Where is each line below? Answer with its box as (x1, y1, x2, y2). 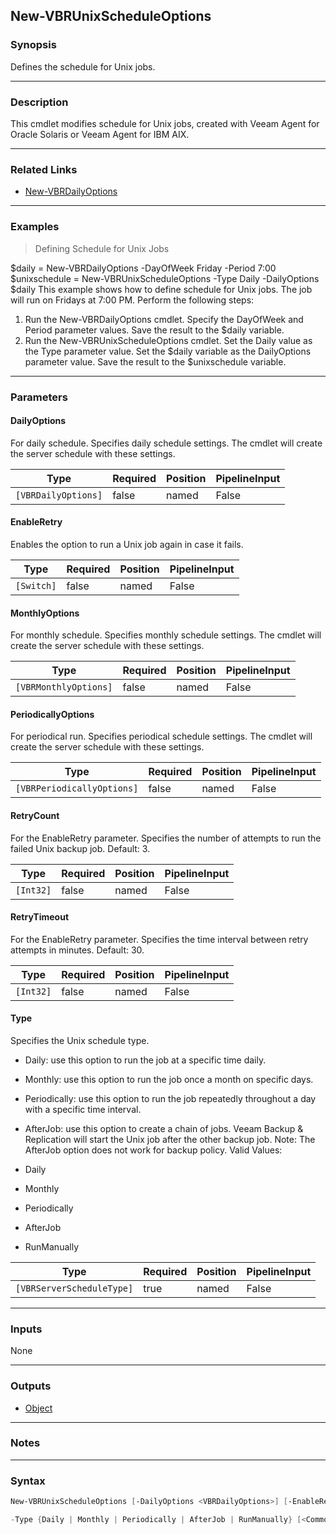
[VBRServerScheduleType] (15, 1282, 134, 1294)
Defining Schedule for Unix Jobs (34, 242, 170, 254)
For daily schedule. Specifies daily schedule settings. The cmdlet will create (10, 437, 323, 449)
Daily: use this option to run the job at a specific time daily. (24, 1054, 267, 1066)
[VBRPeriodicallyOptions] (15, 783, 139, 794)
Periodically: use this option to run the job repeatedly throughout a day (24, 1092, 317, 1104)
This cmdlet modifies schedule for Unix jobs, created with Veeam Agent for (10, 117, 320, 129)
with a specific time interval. (24, 1103, 142, 1115)
